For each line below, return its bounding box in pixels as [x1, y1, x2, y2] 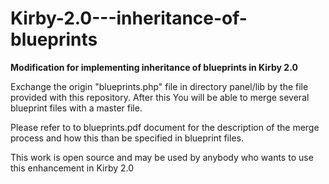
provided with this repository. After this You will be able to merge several [10, 91, 310, 103]
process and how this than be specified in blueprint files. [10, 132, 244, 144]
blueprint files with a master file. [10, 102, 143, 114]
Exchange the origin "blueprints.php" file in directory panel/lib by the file [10, 80, 309, 92]
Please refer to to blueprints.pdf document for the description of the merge [10, 121, 320, 133]
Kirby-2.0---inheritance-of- [10, 7, 248, 30]
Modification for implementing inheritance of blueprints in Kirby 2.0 [10, 61, 298, 73]
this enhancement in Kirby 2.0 [10, 162, 135, 174]
